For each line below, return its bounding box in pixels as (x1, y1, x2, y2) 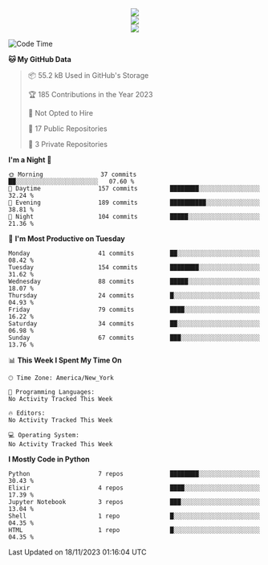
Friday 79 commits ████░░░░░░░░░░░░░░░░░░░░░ (8, 305, 261, 313)
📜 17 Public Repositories (27, 124, 108, 133)
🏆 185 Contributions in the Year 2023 (27, 90, 153, 99)
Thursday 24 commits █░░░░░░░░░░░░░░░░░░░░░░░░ (8, 292, 261, 300)
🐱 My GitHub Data (8, 55, 72, 63)
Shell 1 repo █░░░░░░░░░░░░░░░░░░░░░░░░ (8, 512, 261, 520)
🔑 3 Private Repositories (27, 140, 108, 149)
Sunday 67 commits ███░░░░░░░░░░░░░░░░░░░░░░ (8, 334, 261, 342)
